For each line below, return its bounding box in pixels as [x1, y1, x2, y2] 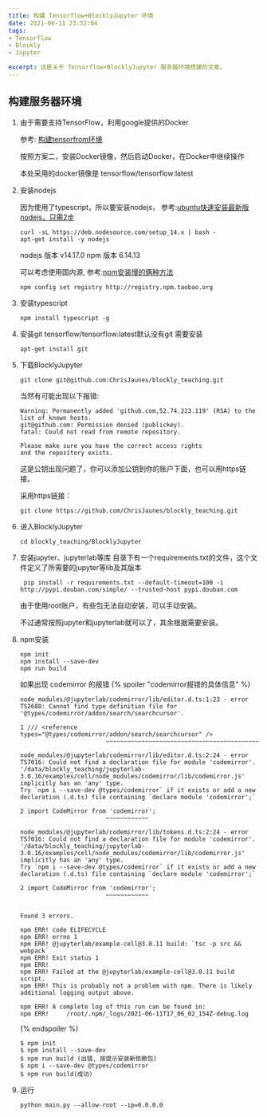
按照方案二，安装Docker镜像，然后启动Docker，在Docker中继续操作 [19, 151, 245, 160]
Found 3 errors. [19, 912, 74, 920]
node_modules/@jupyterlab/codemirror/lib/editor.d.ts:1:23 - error [19, 695, 249, 703]
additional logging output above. [19, 988, 135, 996]
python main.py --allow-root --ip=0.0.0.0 [19, 1101, 163, 1109]
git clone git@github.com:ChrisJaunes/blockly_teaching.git [19, 376, 224, 384]
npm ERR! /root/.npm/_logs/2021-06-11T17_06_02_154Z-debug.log [19, 1009, 249, 1018]
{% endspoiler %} [19, 1024, 79, 1033]
